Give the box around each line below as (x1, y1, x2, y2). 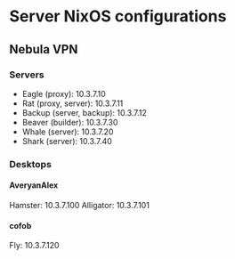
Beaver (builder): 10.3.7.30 (21, 117, 118, 127)
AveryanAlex (9, 180, 59, 190)
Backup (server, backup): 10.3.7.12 (21, 107, 147, 117)
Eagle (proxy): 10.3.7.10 (21, 88, 107, 99)
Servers (9, 69, 45, 81)
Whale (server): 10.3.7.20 (21, 126, 114, 137)
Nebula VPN (9, 42, 78, 57)
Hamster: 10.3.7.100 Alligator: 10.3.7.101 (9, 200, 150, 210)
